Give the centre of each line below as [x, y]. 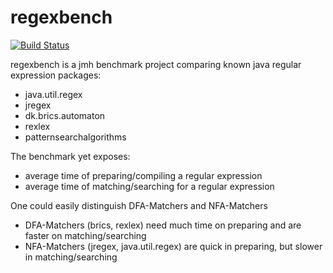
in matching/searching [71, 257]
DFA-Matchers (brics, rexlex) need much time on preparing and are [163, 225]
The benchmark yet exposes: [70, 156]
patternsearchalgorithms [75, 137]
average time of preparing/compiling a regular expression [143, 175]
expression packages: [56, 75]
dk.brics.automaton [65, 115]
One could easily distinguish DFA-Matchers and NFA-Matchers [139, 205]
